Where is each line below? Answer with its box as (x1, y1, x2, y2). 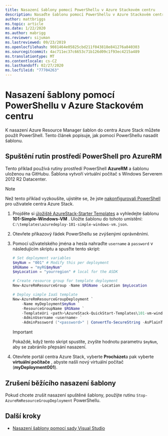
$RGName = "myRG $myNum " (12, 264, 62, 270)
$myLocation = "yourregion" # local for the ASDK (12, 269, 118, 274)
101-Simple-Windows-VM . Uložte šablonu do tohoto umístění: (12, 215, 143, 221)
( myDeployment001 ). (12, 364, 57, 370)
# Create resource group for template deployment (12, 278, 118, 283)
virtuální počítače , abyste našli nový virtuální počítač (12, 359, 124, 365)
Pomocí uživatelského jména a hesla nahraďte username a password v (12, 240, 153, 246)
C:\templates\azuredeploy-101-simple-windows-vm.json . (12, 221, 128, 227)
